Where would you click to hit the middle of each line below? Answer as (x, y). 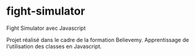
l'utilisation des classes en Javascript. (54, 46)
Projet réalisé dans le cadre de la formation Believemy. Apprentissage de (98, 40)
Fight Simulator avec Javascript (46, 28)
